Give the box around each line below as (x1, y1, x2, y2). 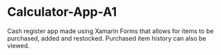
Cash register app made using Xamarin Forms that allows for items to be (7, 27, 214, 35)
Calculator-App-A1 (7, 4, 117, 20)
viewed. (7, 41, 30, 49)
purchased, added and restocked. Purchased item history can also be (7, 34, 206, 42)
